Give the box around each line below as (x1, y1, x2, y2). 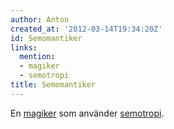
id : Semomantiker (10, 33, 83, 43)
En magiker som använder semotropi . (10, 107, 165, 119)
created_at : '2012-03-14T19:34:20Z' (10, 24, 163, 34)
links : (10, 42, 38, 53)
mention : (19, 52, 56, 62)
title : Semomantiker (10, 80, 97, 90)
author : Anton (10, 14, 70, 25)
